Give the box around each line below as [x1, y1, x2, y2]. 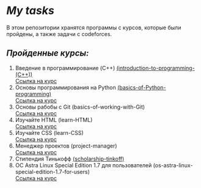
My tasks [6, 4, 55, 18]
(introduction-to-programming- [116, 64, 196, 71]
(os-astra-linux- [153, 161, 194, 168]
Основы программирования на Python [15, 84, 116, 91]
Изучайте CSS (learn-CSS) [15, 129, 84, 136]
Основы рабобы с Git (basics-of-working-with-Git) [15, 103, 145, 110]
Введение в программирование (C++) [15, 64, 115, 71]
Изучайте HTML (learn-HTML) [15, 116, 93, 123]
